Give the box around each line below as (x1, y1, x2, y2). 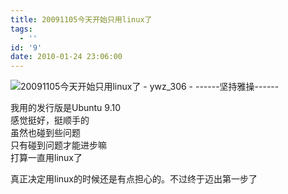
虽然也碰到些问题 (10, 127, 81, 139)
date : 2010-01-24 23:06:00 (10, 52, 123, 62)
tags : (10, 24, 33, 34)
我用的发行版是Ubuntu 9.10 (10, 102, 122, 114)
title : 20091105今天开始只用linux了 (10, 14, 153, 25)
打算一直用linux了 (10, 152, 83, 164)
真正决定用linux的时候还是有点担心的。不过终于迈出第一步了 (10, 173, 258, 185)
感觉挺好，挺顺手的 (10, 114, 90, 126)
